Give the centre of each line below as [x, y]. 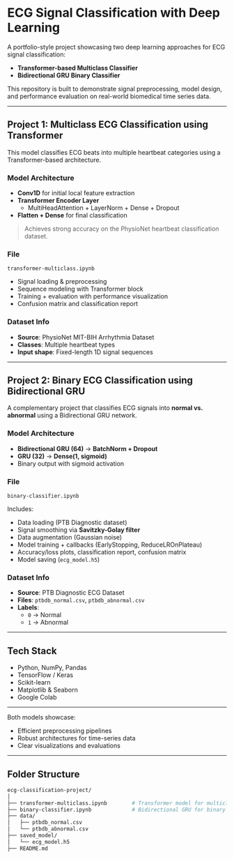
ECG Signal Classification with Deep [114, 13]
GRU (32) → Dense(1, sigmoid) [62, 456]
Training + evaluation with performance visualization [93, 296]
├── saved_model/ [32, 836]
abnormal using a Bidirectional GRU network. [72, 416]
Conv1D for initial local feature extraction [76, 193]
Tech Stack [32, 651]
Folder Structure [44, 774]
